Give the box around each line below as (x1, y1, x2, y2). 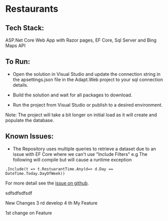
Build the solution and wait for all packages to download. (12, 92, 133, 98)
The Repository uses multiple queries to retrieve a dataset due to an (12, 146, 156, 152)
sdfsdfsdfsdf (5, 190, 32, 196)
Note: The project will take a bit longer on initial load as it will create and (5, 111, 157, 118)
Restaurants (5, 3, 58, 15)
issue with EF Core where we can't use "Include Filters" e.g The (12, 151, 148, 157)
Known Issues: (5, 132, 54, 141)
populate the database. (5, 117, 54, 123)
